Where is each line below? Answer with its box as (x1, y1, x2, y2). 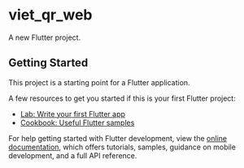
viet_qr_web (8, 6, 93, 24)
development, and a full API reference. (8, 150, 137, 160)
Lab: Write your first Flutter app (20, 109, 126, 118)
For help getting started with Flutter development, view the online (8, 133, 228, 143)
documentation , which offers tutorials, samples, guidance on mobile (8, 142, 236, 152)
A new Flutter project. (8, 32, 81, 42)
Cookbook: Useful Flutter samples (20, 118, 135, 127)
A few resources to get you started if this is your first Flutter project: (8, 93, 236, 103)
